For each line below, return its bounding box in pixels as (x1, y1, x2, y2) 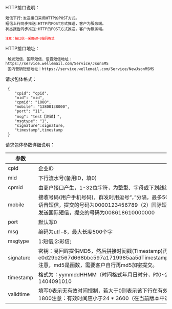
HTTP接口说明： (5, 5, 40, 10)
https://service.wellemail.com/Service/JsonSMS (5, 61, 109, 66)
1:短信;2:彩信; (38, 238, 71, 245)
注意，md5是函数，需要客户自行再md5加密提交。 (38, 261, 158, 269)
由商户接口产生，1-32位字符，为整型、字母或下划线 (38, 184, 165, 191)
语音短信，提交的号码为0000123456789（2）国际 (38, 202, 162, 208)
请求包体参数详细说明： (5, 142, 55, 147)
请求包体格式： (5, 76, 37, 82)
